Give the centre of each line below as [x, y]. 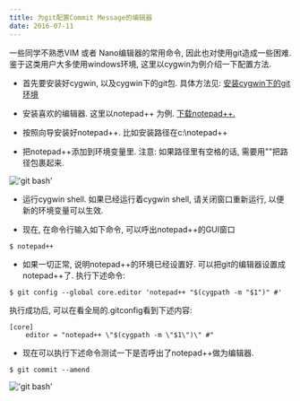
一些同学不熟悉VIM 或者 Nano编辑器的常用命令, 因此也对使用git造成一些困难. [150, 52]
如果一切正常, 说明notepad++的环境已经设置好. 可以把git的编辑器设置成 [154, 265]
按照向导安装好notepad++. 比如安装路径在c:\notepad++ [125, 132]
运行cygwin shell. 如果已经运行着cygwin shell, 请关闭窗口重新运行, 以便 [153, 199]
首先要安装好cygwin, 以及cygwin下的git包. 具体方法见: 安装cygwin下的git [156, 83]
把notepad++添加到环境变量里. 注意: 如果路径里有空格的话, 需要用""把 [151, 151]
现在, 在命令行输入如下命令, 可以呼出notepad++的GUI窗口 [129, 229]
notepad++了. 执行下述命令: [73, 275]
